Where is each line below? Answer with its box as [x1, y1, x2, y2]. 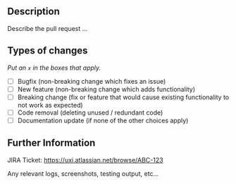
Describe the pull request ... [7, 24, 88, 32]
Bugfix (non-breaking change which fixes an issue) [17, 77, 166, 85]
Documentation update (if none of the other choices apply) [17, 116, 189, 125]
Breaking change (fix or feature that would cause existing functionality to [17, 93, 230, 101]
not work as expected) [17, 101, 83, 109]
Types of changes [7, 45, 88, 57]
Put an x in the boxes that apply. [7, 63, 101, 72]
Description [7, 6, 60, 18]
